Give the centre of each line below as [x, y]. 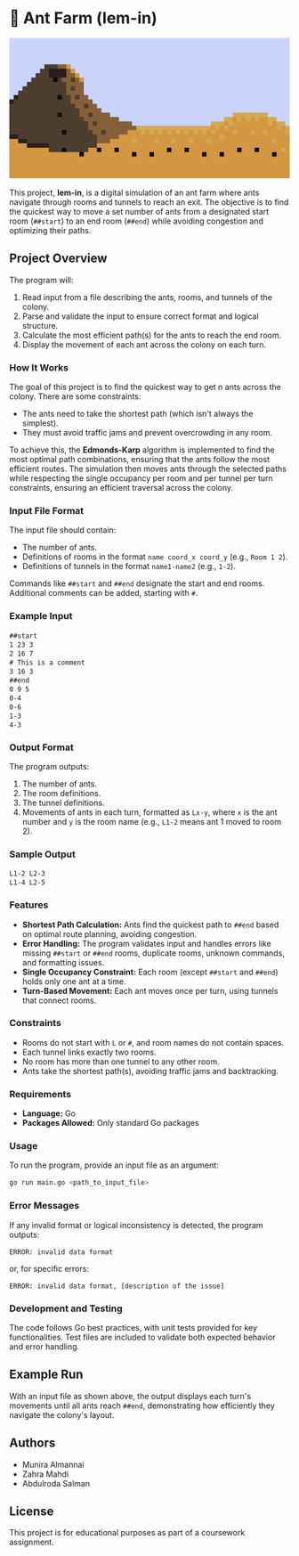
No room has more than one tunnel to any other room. [121, 1061]
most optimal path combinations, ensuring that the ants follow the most [139, 460]
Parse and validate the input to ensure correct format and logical [141, 316]
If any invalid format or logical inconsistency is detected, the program [137, 1225]
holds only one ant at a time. [74, 981]
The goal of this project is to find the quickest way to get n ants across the [145, 387]
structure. [40, 325]
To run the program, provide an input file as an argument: [114, 1165]
